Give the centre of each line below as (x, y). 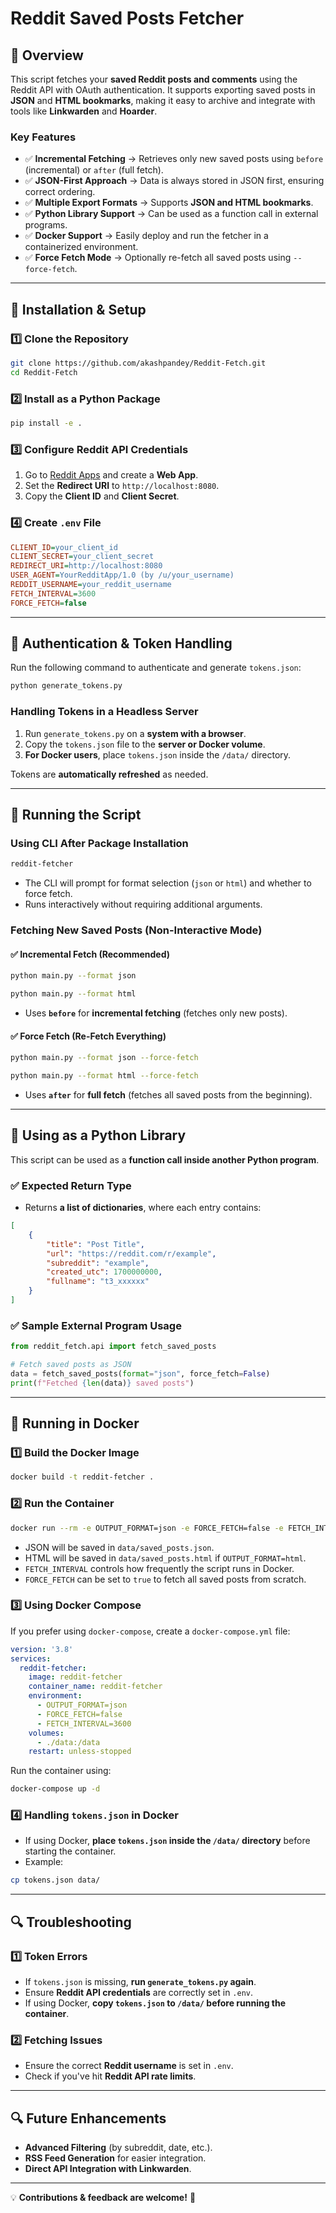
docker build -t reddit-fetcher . (82, 1477)
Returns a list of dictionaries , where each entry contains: (143, 1208)
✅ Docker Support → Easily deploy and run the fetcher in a (146, 236)
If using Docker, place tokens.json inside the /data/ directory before (167, 1841)
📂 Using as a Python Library (98, 1135)
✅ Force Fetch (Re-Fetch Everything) (88, 1036)
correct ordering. (60, 192)
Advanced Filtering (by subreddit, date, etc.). (118, 2148)
